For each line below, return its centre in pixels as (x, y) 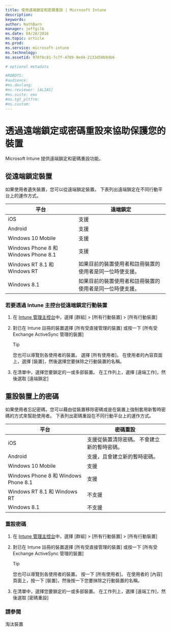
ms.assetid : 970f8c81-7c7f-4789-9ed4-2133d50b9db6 (60, 57)
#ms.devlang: (19, 85)
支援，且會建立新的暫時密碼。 (123, 457)
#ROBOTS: (15, 76)
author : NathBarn (24, 24)
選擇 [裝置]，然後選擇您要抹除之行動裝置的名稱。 (73, 361)
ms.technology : (21, 52)
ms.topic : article (25, 39)
